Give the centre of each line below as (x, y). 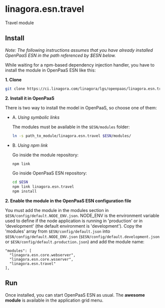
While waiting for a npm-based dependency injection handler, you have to (80, 65)
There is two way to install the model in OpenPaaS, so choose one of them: (81, 107)
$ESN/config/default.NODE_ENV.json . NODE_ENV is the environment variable (82, 216)
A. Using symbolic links (36, 117)
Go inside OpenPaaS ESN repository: (50, 173)
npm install (24, 191)
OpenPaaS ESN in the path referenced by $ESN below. (61, 55)
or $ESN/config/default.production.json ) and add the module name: (75, 242)
